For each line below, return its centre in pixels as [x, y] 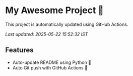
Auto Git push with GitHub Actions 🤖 [50, 67]
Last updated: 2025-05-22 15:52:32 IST [47, 34]
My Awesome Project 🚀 [55, 10]
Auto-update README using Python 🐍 [52, 62]
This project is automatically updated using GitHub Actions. [67, 24]
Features [19, 50]
